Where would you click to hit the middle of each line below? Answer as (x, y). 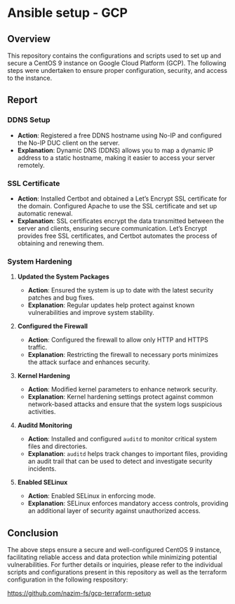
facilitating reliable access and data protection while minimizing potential (112, 557)
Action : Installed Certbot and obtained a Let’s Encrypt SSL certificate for (122, 199)
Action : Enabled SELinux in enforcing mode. (92, 496)
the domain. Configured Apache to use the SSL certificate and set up (117, 206)
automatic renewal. (45, 213)
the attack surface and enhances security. (89, 362)
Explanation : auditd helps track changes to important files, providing (128, 454)
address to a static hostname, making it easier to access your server (116, 157)
